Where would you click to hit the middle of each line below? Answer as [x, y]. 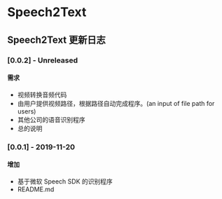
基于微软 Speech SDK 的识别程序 [65, 181]
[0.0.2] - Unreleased [43, 60]
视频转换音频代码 [42, 95]
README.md [36, 189]
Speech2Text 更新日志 [57, 40]
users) [27, 111]
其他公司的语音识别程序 [51, 119]
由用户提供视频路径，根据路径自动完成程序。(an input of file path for [116, 103]
